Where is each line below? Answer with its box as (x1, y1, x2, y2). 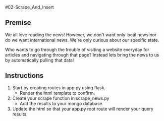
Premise (5, 18, 31, 27)
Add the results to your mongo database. (19, 100, 104, 106)
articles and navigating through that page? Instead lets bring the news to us (5, 52, 160, 58)
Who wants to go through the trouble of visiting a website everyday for (5, 47, 150, 53)
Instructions (5, 71, 44, 80)
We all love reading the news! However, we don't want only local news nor (5, 32, 157, 38)
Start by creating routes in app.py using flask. (12, 84, 106, 91)
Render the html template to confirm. (19, 90, 95, 96)
